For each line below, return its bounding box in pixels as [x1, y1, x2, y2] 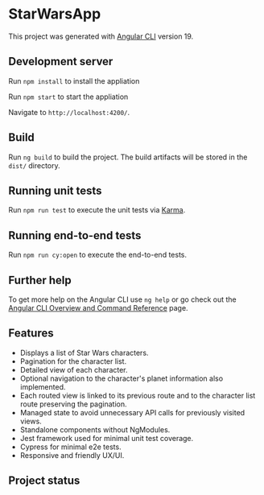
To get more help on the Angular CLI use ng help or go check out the [8, 295, 237, 304]
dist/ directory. [8, 160, 60, 170]
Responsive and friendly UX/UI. [19, 450, 125, 460]
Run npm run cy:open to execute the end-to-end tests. [8, 250, 188, 260]
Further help [8, 273, 72, 287]
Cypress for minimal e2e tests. [19, 442, 122, 452]
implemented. [19, 382, 66, 391]
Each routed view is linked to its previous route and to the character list [19, 390, 256, 400]
